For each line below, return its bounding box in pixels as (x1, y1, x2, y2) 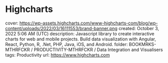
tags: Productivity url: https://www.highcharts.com (5, 51, 110, 58)
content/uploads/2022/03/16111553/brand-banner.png (5, 25, 118, 31)
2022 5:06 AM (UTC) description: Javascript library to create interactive (5, 30, 154, 36)
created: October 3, (118, 25, 159, 31)
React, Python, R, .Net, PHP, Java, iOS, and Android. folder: (5, 41, 128, 47)
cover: (5, 20, 19, 26)
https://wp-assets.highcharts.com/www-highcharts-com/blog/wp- (19, 20, 158, 26)
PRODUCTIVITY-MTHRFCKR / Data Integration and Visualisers (33, 46, 163, 52)
